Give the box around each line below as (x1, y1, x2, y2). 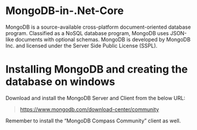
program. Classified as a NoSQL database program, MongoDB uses (5, 29, 169, 36)
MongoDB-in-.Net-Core (5, 4, 124, 18)
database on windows (5, 75, 115, 88)
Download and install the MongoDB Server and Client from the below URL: (5, 94, 186, 101)
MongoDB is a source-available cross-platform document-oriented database (5, 23, 191, 30)
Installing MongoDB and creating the (5, 63, 188, 76)
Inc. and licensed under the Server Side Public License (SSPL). (5, 42, 158, 49)
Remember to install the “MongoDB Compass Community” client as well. (5, 117, 181, 124)
